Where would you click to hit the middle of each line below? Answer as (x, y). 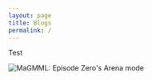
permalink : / (30, 30)
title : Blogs (30, 23)
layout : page (30, 15)
